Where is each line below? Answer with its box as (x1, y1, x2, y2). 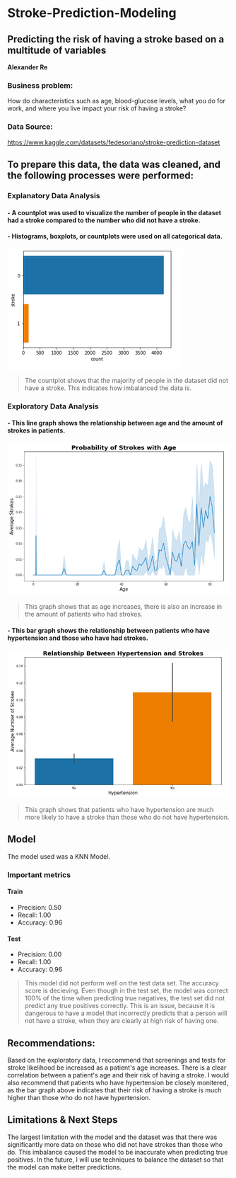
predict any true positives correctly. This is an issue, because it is (24, 1002, 216, 1010)
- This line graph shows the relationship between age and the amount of (7, 419, 223, 428)
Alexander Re (7, 63, 48, 72)
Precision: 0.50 (17, 903, 62, 911)
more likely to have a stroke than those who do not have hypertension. (24, 813, 230, 822)
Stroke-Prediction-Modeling (7, 5, 177, 21)
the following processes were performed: (7, 169, 194, 181)
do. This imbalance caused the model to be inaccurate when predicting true (7, 1148, 228, 1156)
